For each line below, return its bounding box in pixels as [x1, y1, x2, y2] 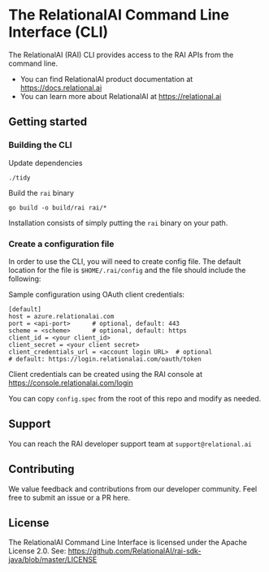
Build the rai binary [8, 188, 75, 197]
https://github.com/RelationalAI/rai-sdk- [67, 546, 202, 556]
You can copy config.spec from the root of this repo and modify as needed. [8, 393, 262, 403]
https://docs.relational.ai [20, 83, 102, 93]
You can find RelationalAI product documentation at [20, 74, 193, 84]
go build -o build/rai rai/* [8, 203, 107, 212]
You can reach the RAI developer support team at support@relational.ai [8, 439, 252, 448]
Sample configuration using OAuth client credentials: [8, 289, 185, 299]
